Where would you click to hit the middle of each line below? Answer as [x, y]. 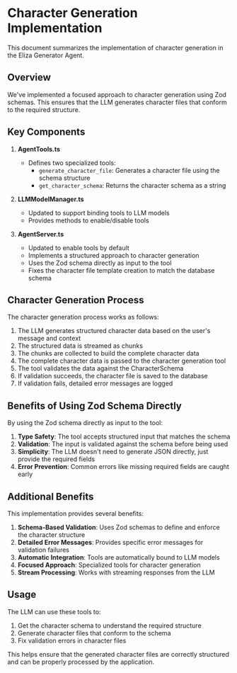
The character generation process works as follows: [83, 317]
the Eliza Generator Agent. [46, 55]
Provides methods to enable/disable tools [89, 220]
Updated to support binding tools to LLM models [99, 213]
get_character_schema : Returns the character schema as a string [132, 185]
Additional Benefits [51, 496]
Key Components [46, 132]
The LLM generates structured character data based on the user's [114, 331]
